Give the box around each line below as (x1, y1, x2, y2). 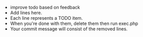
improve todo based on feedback (10, 5, 80, 10)
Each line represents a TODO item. (10, 15, 83, 21)
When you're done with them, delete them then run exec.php (10, 20, 138, 26)
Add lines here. (10, 10, 42, 16)
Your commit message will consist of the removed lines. (10, 26, 128, 32)
